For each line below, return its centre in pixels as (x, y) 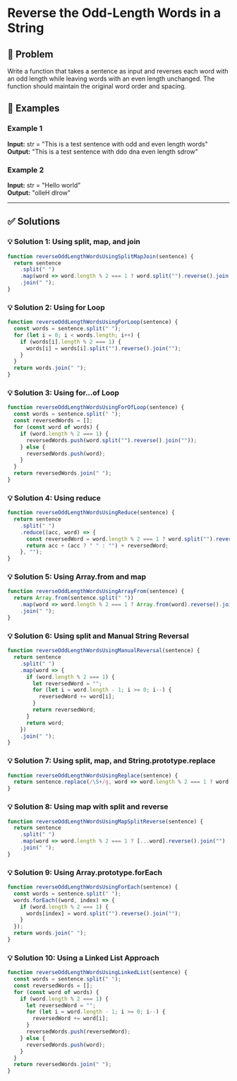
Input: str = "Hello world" (44, 185)
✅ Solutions (34, 222)
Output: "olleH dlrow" (39, 192)
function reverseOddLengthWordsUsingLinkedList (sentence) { (98, 973)
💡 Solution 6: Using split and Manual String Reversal (98, 636)
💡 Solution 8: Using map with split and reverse (88, 807)
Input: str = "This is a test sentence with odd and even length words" (108, 144)
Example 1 (25, 129)
